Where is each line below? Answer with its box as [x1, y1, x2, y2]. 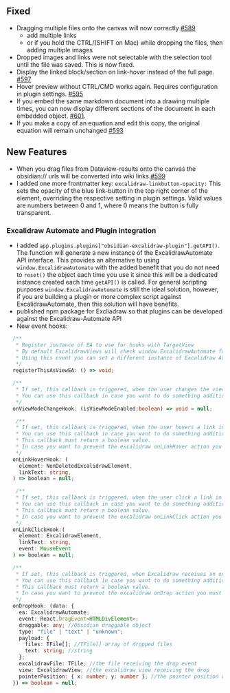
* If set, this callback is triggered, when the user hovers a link [15, 424, 216, 431]
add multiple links [26, 31, 77, 39]
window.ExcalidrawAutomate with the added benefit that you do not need [16, 263, 220, 271]
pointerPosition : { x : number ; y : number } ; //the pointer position [19, 673, 219, 680]
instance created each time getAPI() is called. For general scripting [16, 278, 207, 286]
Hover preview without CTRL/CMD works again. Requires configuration [16, 82, 218, 90]
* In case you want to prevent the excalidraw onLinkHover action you [15, 444, 222, 451]
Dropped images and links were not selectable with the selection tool [16, 53, 212, 61]
